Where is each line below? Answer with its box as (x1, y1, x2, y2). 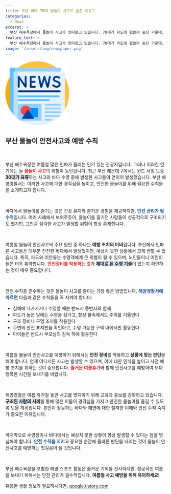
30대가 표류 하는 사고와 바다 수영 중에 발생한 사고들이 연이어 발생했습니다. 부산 (5, 174, 161, 180)
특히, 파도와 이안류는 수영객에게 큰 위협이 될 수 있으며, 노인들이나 (20, 254, 150, 260)
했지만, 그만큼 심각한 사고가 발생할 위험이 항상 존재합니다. (10, 221, 125, 227)
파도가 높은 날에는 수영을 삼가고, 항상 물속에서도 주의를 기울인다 (12, 311, 139, 318)
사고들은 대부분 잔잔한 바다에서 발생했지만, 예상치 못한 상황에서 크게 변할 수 (10, 248, 161, 254)
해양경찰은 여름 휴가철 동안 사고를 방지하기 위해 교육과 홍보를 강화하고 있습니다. (5, 391, 163, 398)
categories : (5, 13, 31, 19)
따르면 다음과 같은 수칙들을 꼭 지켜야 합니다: (5, 294, 93, 300)
